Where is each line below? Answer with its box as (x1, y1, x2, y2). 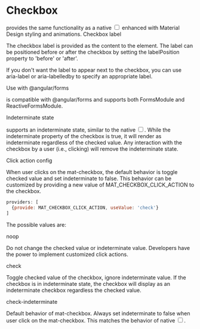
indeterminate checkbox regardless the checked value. (6, 287, 141, 294)
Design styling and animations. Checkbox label (6, 31, 121, 38)
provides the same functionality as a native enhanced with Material (6, 24, 180, 31)
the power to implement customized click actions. (6, 251, 128, 258)
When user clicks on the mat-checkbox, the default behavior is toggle (6, 168, 178, 175)
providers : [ (6, 199, 39, 205)
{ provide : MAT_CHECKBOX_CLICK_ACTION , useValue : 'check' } (11, 205, 159, 211)
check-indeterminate (6, 298, 58, 305)
